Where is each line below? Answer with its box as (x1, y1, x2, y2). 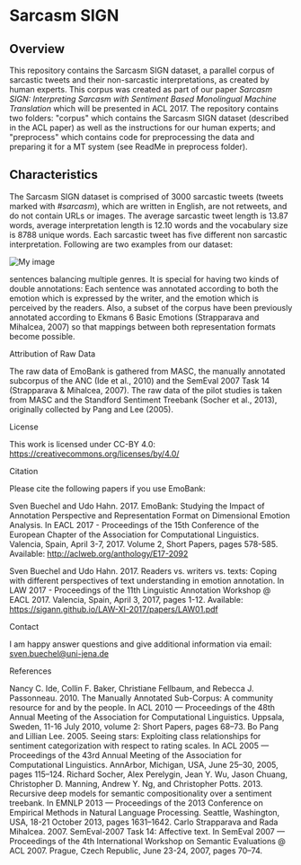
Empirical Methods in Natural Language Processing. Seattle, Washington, (9, 807, 280, 817)
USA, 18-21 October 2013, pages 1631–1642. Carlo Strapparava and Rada (9, 816, 279, 827)
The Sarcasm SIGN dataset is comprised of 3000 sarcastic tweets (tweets (9, 190, 284, 202)
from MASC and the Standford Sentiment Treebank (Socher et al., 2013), (9, 394, 278, 405)
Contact (9, 621, 39, 631)
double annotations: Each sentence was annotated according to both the (9, 283, 279, 294)
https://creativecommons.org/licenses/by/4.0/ (9, 448, 180, 459)
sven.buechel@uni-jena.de (9, 648, 110, 658)
